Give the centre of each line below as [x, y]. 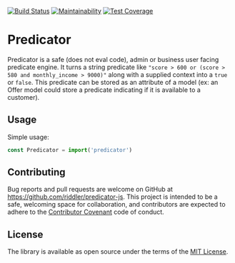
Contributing [36, 172]
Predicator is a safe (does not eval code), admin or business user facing [113, 59]
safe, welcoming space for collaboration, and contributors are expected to [117, 205]
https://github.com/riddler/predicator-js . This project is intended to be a [112, 197]
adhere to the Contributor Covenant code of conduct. [86, 212]
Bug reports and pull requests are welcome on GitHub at [90, 190]
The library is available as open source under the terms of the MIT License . [118, 252]
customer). [24, 97]
